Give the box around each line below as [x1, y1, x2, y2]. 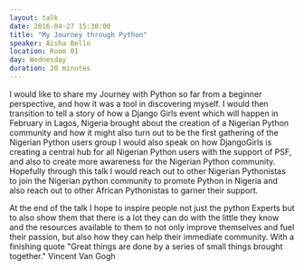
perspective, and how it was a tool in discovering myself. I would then [9, 98, 269, 109]
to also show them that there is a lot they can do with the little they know [9, 212, 280, 223]
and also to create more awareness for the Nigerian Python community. [9, 156, 276, 167]
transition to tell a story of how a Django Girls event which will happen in [9, 108, 279, 119]
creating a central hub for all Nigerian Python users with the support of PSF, [9, 146, 292, 157]
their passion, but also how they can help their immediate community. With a [9, 231, 295, 242]
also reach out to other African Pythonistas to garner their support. [9, 185, 259, 196]
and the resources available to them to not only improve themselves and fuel [9, 221, 295, 232]
